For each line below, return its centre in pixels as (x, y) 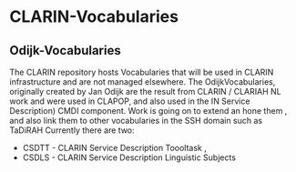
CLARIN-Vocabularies (94, 17)
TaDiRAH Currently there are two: (72, 130)
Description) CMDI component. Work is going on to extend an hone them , (148, 111)
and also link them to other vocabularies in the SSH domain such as (136, 121)
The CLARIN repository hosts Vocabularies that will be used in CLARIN (142, 72)
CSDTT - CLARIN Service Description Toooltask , (115, 148)
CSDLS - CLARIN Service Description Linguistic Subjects (129, 157)
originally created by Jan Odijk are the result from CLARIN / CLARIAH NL (145, 91)
